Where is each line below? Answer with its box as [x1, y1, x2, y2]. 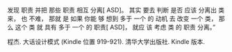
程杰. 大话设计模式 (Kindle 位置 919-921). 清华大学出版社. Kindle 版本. [7, 38, 206, 46]
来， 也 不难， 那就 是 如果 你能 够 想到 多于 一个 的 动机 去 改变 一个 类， [7, 14, 217, 23]
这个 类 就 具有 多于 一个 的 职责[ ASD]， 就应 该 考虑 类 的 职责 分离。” [15, 23, 216, 31]
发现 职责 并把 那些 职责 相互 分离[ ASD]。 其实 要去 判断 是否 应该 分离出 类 [7, 6, 225, 14]
